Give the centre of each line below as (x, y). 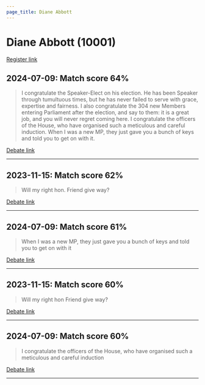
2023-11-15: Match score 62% (65, 175)
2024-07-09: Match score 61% (67, 227)
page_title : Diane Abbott (39, 12)
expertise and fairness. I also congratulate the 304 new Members (103, 106)
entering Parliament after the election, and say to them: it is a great (105, 112)
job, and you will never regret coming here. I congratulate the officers (108, 119)
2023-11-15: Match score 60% (65, 285)
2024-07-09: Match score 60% (68, 336)
